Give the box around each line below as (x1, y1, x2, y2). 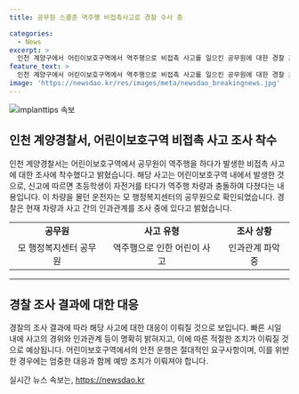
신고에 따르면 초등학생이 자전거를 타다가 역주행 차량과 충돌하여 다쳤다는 (28, 180, 276, 191)
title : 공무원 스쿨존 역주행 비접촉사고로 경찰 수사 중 (9, 12, 183, 22)
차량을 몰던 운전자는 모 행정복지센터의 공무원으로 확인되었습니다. (52, 191, 276, 202)
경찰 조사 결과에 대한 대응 (9, 297, 140, 312)
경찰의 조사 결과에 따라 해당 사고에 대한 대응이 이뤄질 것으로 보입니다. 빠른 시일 (9, 322, 282, 334)
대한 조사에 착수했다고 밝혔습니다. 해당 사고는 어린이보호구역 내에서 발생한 (18, 169, 276, 180)
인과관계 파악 (228, 241, 280, 253)
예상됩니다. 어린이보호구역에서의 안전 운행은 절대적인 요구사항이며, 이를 (25, 344, 273, 356)
